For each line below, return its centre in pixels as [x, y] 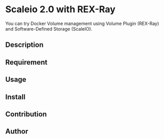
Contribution [26, 114]
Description [24, 45]
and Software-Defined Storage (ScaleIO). [49, 29]
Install [15, 97]
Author [17, 132]
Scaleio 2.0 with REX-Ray [60, 9]
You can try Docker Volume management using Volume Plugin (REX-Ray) [82, 23]
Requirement [26, 62]
